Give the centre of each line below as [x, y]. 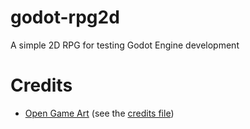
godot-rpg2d [65, 17]
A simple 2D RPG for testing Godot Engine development [125, 45]
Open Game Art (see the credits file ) [99, 113]
